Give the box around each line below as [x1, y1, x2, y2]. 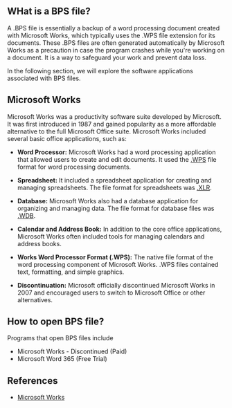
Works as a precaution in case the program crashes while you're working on [7, 46, 225, 54]
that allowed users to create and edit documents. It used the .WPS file [17, 155, 217, 163]
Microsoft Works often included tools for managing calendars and [17, 232, 205, 241]
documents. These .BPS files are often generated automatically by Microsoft [7, 38, 225, 47]
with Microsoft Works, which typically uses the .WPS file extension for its [7, 31, 216, 39]
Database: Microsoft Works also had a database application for [17, 196, 199, 205]
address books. [17, 239, 62, 248]
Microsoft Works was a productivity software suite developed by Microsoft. [7, 112, 222, 120]
